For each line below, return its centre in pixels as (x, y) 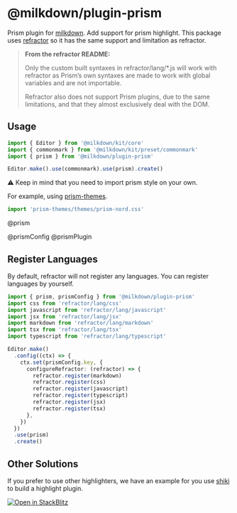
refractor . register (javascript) (81, 389)
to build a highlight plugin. (45, 488)
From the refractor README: (67, 54)
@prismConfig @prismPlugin (50, 237)
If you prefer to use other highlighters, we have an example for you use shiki (118, 481)
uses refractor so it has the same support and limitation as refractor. (107, 40)
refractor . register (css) (70, 382)
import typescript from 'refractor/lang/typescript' (87, 336)
